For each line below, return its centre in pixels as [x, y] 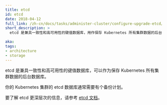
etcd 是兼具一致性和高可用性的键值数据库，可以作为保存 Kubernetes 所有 [80, 70]
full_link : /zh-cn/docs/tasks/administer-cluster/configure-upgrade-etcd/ [84, 24]
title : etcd [17, 10]
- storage [15, 55]
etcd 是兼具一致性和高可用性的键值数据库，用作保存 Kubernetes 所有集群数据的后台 [86, 33]
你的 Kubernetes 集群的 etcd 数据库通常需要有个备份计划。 [65, 87]
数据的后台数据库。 [29, 76]
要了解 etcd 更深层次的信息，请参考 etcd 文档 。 [54, 98]
